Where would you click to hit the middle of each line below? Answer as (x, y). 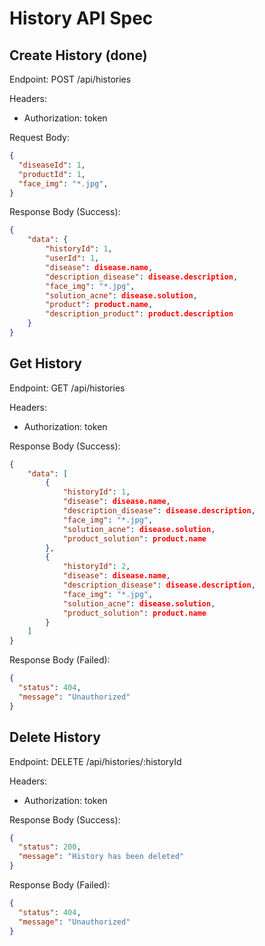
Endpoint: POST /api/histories (70, 79)
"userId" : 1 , (72, 258)
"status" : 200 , (50, 847)
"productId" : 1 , (52, 174)
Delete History (55, 737)
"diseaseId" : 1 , (52, 165)
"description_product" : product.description (139, 314)
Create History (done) (78, 55)
